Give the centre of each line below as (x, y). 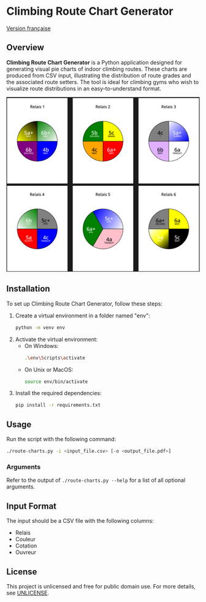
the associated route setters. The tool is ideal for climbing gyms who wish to (103, 82)
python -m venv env (40, 327)
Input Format (32, 506)
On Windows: (41, 345)
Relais (23, 533)
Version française (29, 28)
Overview (25, 48)
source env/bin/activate (56, 382)
